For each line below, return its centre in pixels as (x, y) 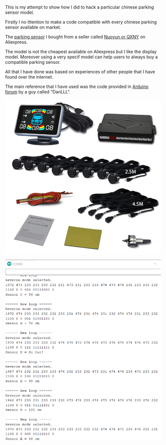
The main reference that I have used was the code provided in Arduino (77, 87)
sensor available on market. (33, 27)
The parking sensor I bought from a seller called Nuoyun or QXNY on (75, 37)
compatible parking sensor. (33, 62)
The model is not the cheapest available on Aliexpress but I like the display (81, 52)
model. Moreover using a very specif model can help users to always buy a (82, 57)
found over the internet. (29, 77)
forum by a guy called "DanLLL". (38, 92)
